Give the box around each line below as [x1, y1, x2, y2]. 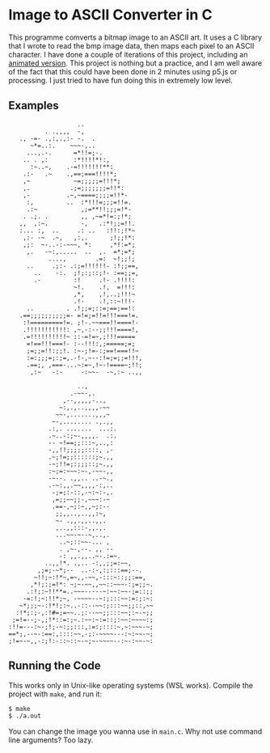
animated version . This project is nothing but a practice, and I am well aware [8, 58, 263, 68]
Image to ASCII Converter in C [8, 6, 213, 24]
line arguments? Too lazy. [8, 735, 94, 745]
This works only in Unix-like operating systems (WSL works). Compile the [8, 680, 253, 690]
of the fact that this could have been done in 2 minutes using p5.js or [8, 66, 238, 76]
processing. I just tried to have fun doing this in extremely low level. [8, 75, 233, 85]
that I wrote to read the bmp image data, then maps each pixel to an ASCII [8, 40, 255, 50]
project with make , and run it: [8, 689, 103, 699]
